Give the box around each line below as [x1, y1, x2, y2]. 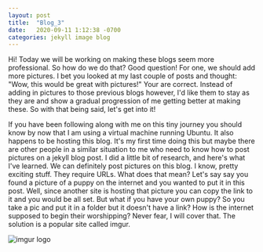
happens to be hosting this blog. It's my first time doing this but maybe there [8, 136, 255, 146]
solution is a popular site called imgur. [8, 220, 131, 229]
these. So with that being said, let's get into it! [8, 105, 156, 114]
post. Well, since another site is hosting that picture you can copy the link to [8, 186, 254, 196]
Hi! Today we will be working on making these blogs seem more [8, 55, 214, 64]
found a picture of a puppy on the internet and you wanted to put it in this [8, 178, 245, 188]
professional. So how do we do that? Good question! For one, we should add [8, 63, 256, 73]
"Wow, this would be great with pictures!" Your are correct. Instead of [8, 80, 233, 89]
